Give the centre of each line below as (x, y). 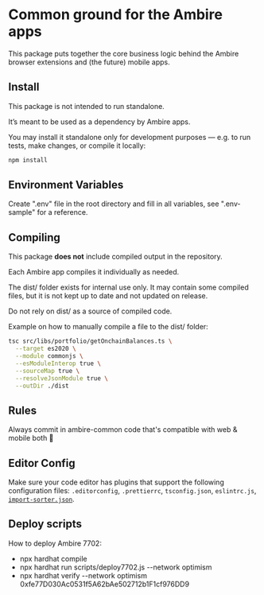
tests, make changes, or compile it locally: (77, 146)
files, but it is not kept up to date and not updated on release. (108, 296)
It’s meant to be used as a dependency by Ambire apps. (99, 122)
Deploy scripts (45, 524)
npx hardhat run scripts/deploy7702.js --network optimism (116, 567)
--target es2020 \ (46, 349)
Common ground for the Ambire (115, 15)
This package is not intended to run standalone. (86, 106)
